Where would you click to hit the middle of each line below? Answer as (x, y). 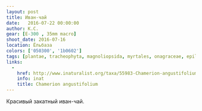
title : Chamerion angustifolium (57, 85)
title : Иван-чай (26, 17)
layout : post (23, 12)
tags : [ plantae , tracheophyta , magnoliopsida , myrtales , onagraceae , (95, 56)
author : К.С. (23, 28)
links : (14, 62)
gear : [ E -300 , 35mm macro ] (41, 34)
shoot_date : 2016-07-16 (36, 40)
